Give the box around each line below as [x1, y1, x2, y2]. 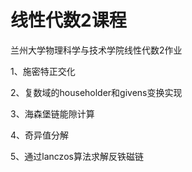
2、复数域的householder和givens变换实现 [10, 86, 183, 98]
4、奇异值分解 [10, 129, 70, 141]
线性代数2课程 [10, 9, 127, 32]
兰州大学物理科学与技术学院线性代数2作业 [10, 44, 183, 56]
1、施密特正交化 [10, 65, 76, 77]
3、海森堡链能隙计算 [10, 107, 95, 120]
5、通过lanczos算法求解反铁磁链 [10, 150, 144, 162]
